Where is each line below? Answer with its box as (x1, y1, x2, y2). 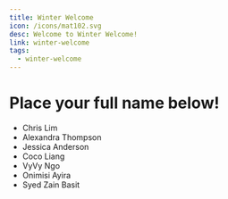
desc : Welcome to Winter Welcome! (9, 29, 139, 38)
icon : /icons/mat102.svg (9, 21, 102, 30)
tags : (9, 46, 30, 55)
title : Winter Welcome (9, 12, 94, 22)
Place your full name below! (9, 93, 220, 113)
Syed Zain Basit (21, 179, 80, 190)
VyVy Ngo (21, 160, 61, 170)
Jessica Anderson (21, 141, 89, 152)
